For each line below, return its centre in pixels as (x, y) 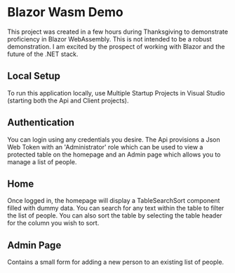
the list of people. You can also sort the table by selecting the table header (115, 215)
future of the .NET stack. (43, 54)
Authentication (41, 122)
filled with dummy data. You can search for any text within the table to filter (116, 208)
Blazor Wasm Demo (66, 12)
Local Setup (34, 76)
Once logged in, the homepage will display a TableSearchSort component (114, 201)
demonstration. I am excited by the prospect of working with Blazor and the (116, 46)
